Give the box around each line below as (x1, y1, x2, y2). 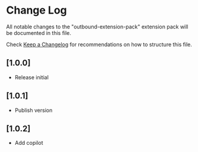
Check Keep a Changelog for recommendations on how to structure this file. (6, 41, 193, 48)
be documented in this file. (6, 29, 72, 36)
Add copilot (14, 140, 43, 147)
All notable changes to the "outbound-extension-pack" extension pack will (6, 23, 189, 30)
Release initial (14, 73, 49, 80)
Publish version (14, 106, 53, 114)
